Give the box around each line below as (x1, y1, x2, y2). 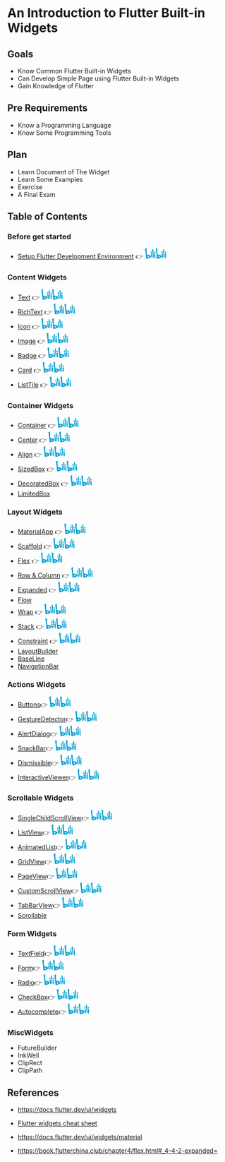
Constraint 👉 (17, 637, 58, 645)
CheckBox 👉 (17, 993, 56, 1002)
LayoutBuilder (17, 647, 59, 656)
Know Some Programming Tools (17, 128, 111, 137)
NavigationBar (17, 662, 59, 671)
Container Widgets (7, 400, 74, 410)
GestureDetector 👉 (17, 714, 74, 723)
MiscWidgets (7, 1028, 54, 1038)
